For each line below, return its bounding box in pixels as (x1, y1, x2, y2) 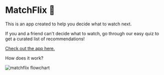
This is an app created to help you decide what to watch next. (5, 21, 132, 27)
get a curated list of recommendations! (5, 36, 85, 42)
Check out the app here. (5, 45, 55, 51)
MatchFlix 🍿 (5, 4, 55, 16)
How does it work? (5, 55, 44, 61)
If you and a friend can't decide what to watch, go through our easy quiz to (5, 30, 160, 36)
